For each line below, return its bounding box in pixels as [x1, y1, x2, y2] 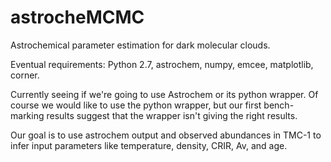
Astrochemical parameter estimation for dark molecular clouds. [10, 39, 271, 51]
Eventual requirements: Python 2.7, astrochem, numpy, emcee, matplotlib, [10, 58, 314, 70]
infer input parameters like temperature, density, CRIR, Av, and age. [10, 139, 288, 151]
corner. [10, 69, 40, 81]
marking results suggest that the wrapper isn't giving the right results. [10, 109, 298, 121]
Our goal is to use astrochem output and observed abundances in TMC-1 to [10, 129, 322, 141]
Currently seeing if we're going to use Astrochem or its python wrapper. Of [10, 88, 319, 100]
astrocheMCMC [10, 6, 145, 29]
